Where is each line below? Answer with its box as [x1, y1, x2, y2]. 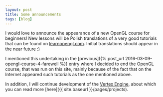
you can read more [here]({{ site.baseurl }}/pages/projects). [5, 87, 129, 93]
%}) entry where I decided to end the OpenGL [59, 61, 155, 67]
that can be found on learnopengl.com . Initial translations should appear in [5, 41, 158, 47]
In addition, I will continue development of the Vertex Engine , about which [5, 81, 157, 87]
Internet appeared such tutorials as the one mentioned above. [5, 72, 132, 78]
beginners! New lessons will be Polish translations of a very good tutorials [5, 35, 157, 41]
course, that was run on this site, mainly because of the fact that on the [5, 66, 152, 72]
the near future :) [5, 46, 40, 52]
